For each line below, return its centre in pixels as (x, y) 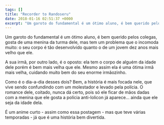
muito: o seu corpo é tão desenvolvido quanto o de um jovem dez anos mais (82, 47)
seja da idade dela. (24, 103)
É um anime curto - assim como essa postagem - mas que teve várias (75, 112)
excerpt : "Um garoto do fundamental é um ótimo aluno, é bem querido (77, 23)
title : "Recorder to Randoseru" (38, 14)
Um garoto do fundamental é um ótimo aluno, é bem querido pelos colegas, (81, 37)
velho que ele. (19, 53)
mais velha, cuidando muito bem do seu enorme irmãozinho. (66, 73)
